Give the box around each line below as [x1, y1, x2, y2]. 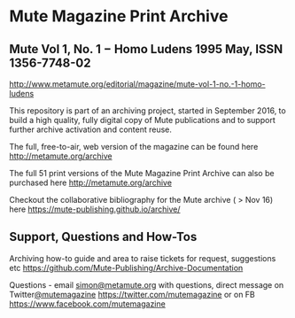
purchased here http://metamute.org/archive [9, 177, 173, 188]
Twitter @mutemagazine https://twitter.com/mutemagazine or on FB [9, 289, 255, 299]
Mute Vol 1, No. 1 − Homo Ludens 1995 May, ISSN [9, 42, 283, 57]
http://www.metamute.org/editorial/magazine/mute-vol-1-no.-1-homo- [9, 79, 266, 89]
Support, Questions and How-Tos [9, 229, 198, 244]
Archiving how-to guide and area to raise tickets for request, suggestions [9, 252, 276, 263]
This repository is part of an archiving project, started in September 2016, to [9, 105, 286, 116]
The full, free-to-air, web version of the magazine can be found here [9, 142, 259, 151]
